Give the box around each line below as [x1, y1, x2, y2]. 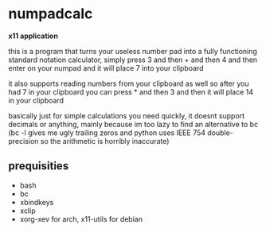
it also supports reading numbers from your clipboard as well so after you [8, 79, 249, 88]
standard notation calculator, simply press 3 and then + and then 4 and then [8, 55, 257, 64]
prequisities [8, 160, 69, 173]
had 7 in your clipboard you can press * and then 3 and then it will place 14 [8, 87, 253, 96]
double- [206, 128, 233, 137]
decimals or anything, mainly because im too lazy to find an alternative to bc [8, 119, 259, 129]
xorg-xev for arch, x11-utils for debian [19, 214, 143, 223]
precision [8, 136, 39, 145]
